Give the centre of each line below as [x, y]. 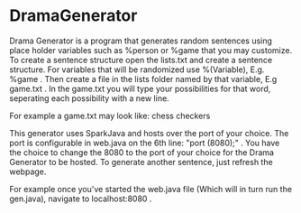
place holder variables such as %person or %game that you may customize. [151, 50]
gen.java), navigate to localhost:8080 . [81, 199]
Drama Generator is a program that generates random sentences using [141, 41]
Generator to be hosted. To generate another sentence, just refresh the [141, 162]
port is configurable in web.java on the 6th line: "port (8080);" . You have [145, 143]
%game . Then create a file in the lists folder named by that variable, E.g [143, 79]
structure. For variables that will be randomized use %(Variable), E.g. [137, 69]
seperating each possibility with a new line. [89, 98]
